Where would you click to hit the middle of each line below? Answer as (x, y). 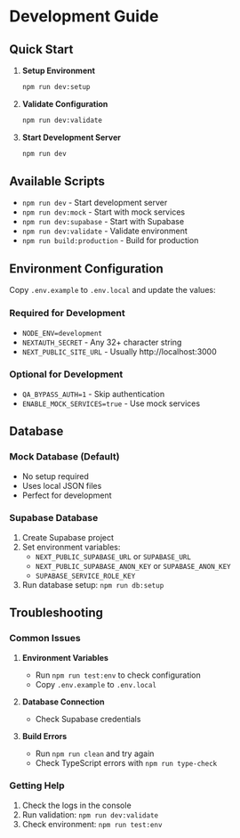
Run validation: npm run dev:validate (90, 814)
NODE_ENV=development (62, 333)
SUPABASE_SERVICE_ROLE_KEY (85, 576)
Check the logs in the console (76, 805)
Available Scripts (57, 181)
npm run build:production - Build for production (110, 240)
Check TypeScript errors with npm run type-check (126, 762)
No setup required (55, 476)
